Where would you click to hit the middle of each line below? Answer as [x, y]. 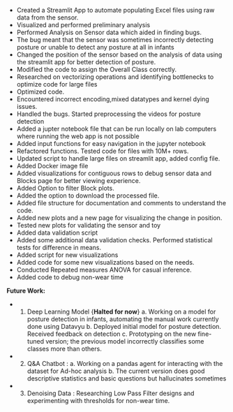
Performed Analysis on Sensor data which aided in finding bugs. [109, 32]
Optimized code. [40, 91]
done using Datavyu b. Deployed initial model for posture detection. [124, 326]
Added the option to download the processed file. [88, 196]
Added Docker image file [52, 166]
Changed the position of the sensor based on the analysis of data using [119, 54]
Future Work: [26, 290]
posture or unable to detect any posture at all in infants [96, 47]
